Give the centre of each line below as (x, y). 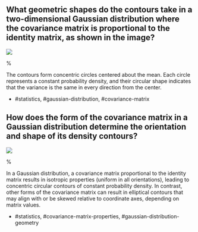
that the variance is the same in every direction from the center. (84, 87)
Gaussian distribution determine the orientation (96, 127)
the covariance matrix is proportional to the (88, 28)
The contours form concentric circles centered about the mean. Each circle (98, 74)
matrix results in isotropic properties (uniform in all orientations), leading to (98, 179)
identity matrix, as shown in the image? (81, 38)
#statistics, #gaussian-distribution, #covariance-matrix (82, 99)
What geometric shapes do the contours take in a (99, 10)
